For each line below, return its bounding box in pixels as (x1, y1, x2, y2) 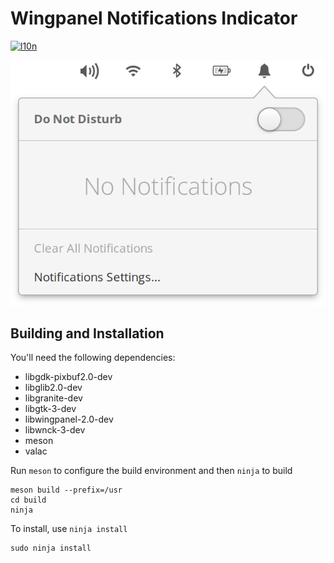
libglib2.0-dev (24, 382, 83, 394)
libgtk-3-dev (24, 403, 77, 415)
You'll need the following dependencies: (10, 352, 176, 364)
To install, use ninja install (10, 523, 128, 535)
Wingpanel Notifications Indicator (10, 7, 298, 30)
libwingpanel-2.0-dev (24, 413, 114, 426)
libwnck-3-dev (24, 424, 86, 436)
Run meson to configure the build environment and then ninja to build (10, 465, 293, 477)
